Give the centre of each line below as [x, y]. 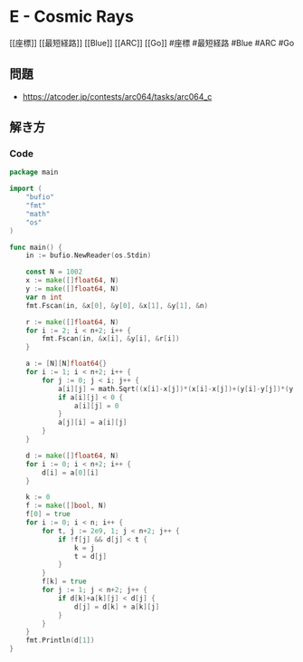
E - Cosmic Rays [71, 17]
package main [34, 173]
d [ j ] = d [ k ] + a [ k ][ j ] [117, 607]
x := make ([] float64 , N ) [72, 281]
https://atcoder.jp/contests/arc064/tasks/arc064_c [117, 96]
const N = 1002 [54, 272]
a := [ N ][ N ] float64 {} [66, 364]
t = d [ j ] [90, 556]
